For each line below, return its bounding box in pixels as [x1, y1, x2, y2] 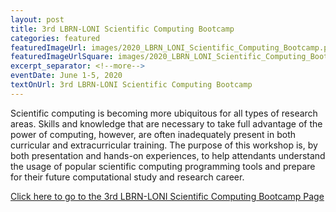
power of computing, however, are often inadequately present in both [10, 128, 297, 140]
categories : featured [10, 33, 101, 43]
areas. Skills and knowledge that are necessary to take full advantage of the [10, 117, 323, 130]
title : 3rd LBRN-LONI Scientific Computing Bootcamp [10, 24, 235, 34]
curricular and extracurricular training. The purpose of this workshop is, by [10, 139, 318, 151]
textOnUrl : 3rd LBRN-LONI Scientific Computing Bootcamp [10, 80, 253, 90]
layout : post [10, 14, 65, 25]
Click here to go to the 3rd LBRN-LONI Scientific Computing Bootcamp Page [10, 190, 325, 202]
